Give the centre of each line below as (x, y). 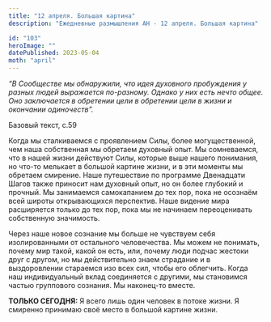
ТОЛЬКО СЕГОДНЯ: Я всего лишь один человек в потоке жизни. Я (124, 301)
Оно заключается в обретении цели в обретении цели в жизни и (120, 101)
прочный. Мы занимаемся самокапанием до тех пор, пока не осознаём (133, 192)
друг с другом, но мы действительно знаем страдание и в (110, 259)
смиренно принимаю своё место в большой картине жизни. (113, 309)
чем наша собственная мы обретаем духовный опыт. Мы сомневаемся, (133, 149)
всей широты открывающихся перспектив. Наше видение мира (119, 201)
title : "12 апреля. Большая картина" (72, 16)
